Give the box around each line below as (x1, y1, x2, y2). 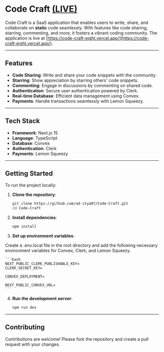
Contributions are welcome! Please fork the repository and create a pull (5, 336, 149, 342)
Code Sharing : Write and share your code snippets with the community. (12, 72, 157, 78)
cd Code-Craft (12, 206, 41, 211)
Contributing (5, 323, 45, 331)
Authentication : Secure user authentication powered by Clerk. (12, 88, 138, 93)
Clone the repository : (12, 192, 57, 198)
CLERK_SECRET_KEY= (5, 265, 42, 270)
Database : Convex (12, 140, 50, 146)
